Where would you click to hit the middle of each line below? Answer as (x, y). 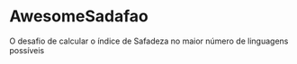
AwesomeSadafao (79, 16)
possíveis (27, 50)
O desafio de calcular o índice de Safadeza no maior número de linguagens (149, 41)
